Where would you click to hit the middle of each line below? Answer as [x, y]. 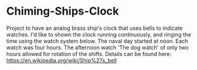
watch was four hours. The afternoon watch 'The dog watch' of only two [98, 47]
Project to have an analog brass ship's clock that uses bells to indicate [95, 28]
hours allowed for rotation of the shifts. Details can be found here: [89, 54]
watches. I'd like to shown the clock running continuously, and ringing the [99, 34]
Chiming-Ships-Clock [63, 11]
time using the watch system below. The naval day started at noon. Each [97, 41]
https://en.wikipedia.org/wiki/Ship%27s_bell [62, 60]
